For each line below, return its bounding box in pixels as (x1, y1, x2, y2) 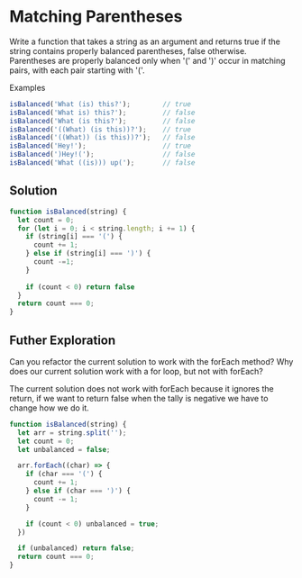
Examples (9, 82, 46, 93)
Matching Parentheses (9, 6, 183, 27)
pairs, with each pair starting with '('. (9, 65, 145, 76)
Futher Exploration (9, 332, 116, 348)
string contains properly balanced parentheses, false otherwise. (9, 45, 247, 56)
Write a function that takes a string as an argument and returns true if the (9, 36, 281, 47)
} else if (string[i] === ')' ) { (25, 249, 151, 258)
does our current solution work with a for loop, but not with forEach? (9, 366, 263, 376)
